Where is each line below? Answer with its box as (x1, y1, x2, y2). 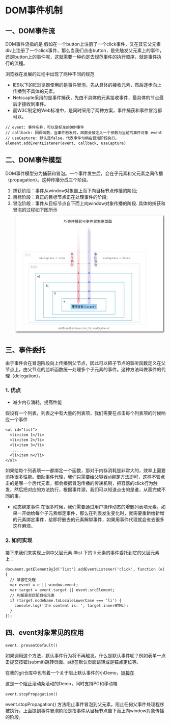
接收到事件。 (21, 101, 49, 107)
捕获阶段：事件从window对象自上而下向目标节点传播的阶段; (12, 187, 138, 194)
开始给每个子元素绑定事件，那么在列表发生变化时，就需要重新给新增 (21, 510, 164, 516)
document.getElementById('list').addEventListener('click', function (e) (5, 566, 165, 572)
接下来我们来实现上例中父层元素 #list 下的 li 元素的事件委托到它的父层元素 (5, 549, 160, 556)
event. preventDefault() (5, 643, 58, 648)
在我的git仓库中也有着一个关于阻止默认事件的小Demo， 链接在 (5, 670, 135, 676)
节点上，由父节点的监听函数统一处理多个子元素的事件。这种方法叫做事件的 (5, 367, 161, 373)
